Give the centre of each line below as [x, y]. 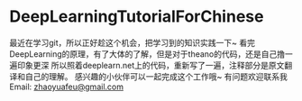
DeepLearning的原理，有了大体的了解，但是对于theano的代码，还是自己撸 [147, 54]
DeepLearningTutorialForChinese [137, 17]
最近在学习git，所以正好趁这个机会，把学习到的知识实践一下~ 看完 [132, 42]
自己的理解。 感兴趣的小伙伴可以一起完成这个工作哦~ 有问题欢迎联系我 [156, 76]
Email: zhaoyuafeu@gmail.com [67, 87]
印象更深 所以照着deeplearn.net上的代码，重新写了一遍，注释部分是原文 [151, 65]
